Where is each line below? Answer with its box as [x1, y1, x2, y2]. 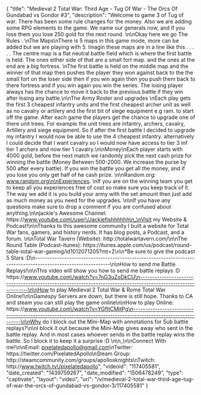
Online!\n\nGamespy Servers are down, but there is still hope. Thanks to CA [6, 293, 193, 299]
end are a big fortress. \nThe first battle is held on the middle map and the [6, 63, 189, 70]
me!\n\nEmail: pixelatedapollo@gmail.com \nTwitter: [6, 344, 133, 351]
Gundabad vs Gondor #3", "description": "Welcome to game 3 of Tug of [6, 11, 184, 19]
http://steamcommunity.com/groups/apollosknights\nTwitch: [6, 357, 156, 363]
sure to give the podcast [134, 248, 196, 255]
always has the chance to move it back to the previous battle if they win [6, 88, 184, 95]
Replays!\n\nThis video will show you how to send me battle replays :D [6, 267, 180, 274]
